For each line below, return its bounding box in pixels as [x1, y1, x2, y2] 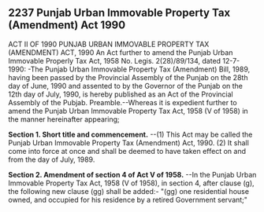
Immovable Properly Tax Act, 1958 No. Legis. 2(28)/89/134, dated [8, 56, 221, 65]
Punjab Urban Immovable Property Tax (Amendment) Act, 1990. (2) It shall [8, 137, 250, 148]
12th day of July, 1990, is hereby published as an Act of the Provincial [8, 90, 234, 99]
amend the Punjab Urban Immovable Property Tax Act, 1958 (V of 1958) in [8, 106, 248, 115]
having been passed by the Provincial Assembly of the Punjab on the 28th [8, 72, 248, 82]
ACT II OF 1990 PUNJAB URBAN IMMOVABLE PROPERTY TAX [8, 39, 210, 49]
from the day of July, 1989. [8, 155, 95, 164]
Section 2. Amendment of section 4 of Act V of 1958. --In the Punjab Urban [8, 170, 257, 179]
